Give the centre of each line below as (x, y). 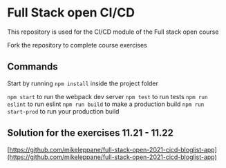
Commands (33, 67)
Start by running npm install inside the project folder (83, 83)
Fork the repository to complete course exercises (77, 45)
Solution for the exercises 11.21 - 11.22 (91, 133)
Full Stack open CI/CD (71, 13)
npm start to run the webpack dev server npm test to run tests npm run (107, 96)
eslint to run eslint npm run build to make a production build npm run (106, 104)
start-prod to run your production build (63, 111)
